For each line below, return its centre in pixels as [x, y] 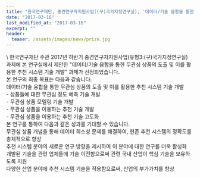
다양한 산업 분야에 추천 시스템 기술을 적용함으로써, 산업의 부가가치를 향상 [90, 168]
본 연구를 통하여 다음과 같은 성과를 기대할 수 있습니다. [68, 124]
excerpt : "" [21, 28]
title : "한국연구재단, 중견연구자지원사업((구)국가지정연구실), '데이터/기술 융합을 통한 [100, 12]
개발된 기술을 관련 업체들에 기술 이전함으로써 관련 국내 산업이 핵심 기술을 [90, 154]
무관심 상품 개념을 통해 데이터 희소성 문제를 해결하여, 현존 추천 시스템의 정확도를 [99, 131]
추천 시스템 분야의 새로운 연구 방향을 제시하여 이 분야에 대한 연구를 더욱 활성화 [97, 146]
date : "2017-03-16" [30, 17]
